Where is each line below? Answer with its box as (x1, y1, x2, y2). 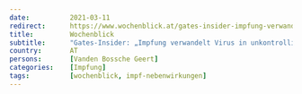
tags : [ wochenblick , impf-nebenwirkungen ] (9, 72, 207, 81)
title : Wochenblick (9, 30, 115, 38)
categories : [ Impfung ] (9, 64, 106, 73)
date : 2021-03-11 (9, 13, 111, 22)
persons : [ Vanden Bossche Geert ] (9, 55, 159, 64)
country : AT (9, 47, 78, 56)
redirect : (9, 21, 47, 30)
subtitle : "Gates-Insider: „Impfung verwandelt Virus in (9, 38, 247, 47)
